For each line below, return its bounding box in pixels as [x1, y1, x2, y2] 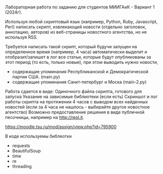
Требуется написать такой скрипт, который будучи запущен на [5, 44, 137, 49]
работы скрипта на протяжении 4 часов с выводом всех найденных [5, 99, 148, 104]
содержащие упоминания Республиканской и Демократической [12, 69, 148, 75]
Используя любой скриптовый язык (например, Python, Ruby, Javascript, [5, 19, 158, 24]
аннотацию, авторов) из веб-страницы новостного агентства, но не [5, 29, 147, 35]
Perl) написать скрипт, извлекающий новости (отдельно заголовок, [5, 24, 147, 30]
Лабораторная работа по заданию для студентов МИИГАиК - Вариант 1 [5, 4, 155, 10]
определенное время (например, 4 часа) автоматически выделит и [5, 49, 147, 55]
